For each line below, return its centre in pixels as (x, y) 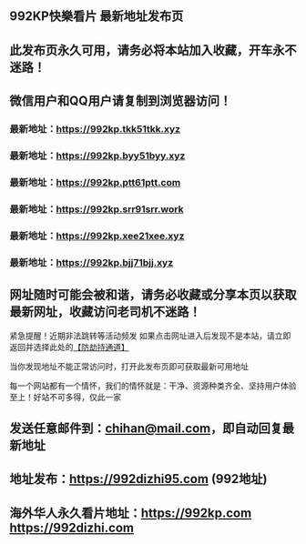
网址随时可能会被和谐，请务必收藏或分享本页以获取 (153, 295)
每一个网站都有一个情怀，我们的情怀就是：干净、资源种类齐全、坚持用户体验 (153, 386)
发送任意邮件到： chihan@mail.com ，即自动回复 (146, 428)
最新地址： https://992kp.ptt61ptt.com (95, 182)
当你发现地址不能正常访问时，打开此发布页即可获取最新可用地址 (129, 366)
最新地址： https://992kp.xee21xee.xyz (97, 236)
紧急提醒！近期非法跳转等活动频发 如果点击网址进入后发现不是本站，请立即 (150, 336)
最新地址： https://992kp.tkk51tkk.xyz (95, 129)
